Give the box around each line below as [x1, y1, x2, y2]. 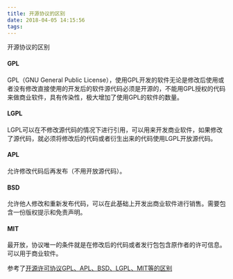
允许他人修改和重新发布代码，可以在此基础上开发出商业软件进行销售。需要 [7, 199, 220, 208]
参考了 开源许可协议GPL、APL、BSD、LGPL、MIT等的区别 [7, 264, 173, 273]
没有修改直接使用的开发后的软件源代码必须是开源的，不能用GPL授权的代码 [12, 84, 226, 92]
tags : [7, 23, 23, 30]
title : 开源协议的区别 [7, 10, 66, 17]
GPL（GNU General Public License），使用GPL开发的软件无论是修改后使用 [7, 76, 218, 84]
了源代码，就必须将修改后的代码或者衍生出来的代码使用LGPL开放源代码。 [7, 134, 217, 142]
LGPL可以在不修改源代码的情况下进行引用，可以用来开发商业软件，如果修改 [7, 126, 223, 134]
